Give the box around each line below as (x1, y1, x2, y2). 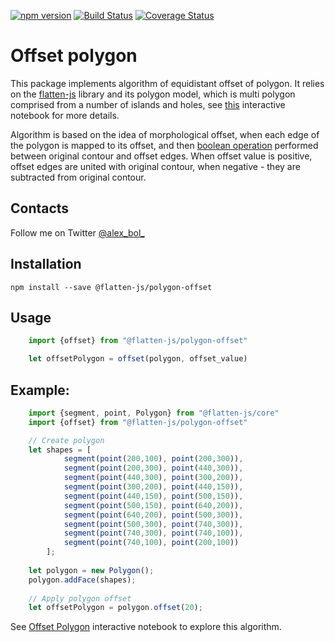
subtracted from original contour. (10, 171, 147, 183)
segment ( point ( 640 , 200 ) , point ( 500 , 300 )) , (63, 510, 244, 520)
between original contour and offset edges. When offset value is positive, (10, 150, 313, 162)
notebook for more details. (10, 109, 120, 121)
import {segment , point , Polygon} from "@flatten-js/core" (28, 408, 280, 418)
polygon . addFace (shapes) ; (28, 575, 137, 585)
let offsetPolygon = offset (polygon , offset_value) (28, 354, 248, 364)
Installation (10, 256, 82, 273)
